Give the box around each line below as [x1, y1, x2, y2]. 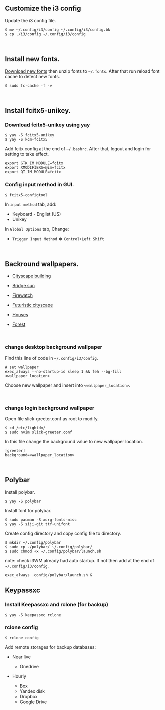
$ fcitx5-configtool [5, 192, 48, 197]
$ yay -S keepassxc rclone [5, 612, 61, 617]
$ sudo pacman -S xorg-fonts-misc [5, 517, 77, 522]
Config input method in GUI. [5, 181, 74, 188]
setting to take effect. [5, 151, 49, 157]
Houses [12, 312, 28, 318]
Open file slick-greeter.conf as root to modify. [5, 416, 99, 422]
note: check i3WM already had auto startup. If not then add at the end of [5, 557, 155, 563]
